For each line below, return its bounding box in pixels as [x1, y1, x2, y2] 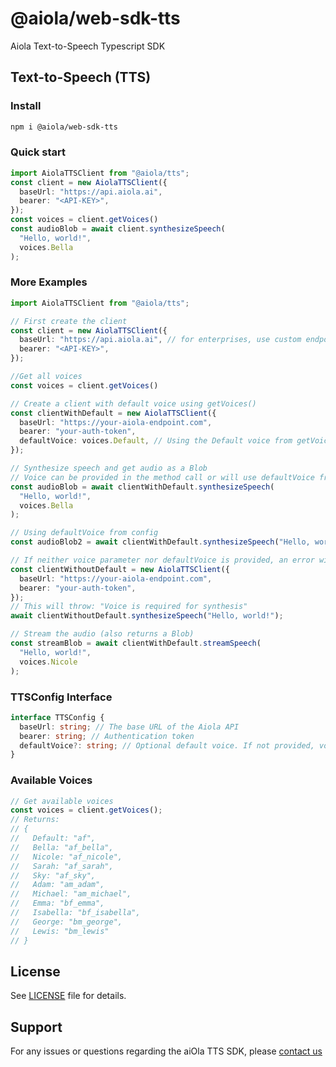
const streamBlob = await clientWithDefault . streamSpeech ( [10, 638, 262, 649]
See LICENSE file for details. [10, 990, 127, 1002]
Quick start [10, 145, 67, 159]
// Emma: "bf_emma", [10, 898, 105, 909]
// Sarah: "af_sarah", [10, 861, 114, 871]
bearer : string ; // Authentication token [19, 731, 195, 741]
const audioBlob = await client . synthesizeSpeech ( [10, 224, 226, 234]
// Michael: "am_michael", [10, 889, 132, 899]
